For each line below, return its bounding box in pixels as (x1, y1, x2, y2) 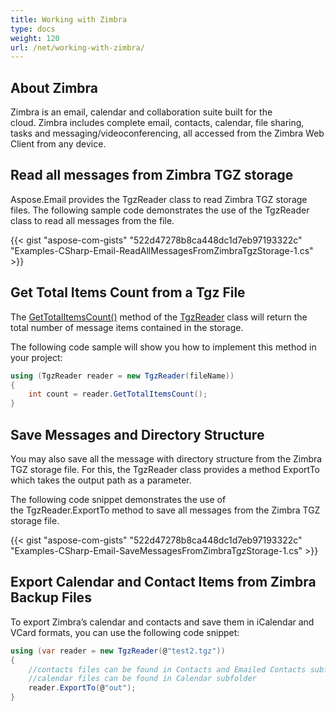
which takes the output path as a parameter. (10, 474, 192, 486)
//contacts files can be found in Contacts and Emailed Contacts (28, 664, 307, 675)
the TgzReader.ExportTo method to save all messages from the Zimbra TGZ (10, 504, 321, 516)
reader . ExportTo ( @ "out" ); (28, 683, 137, 693)
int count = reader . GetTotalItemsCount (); (28, 389, 208, 400)
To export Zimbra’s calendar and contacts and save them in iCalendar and (10, 616, 315, 628)
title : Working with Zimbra (10, 14, 128, 25)
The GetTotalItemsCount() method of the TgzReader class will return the (10, 311, 308, 323)
